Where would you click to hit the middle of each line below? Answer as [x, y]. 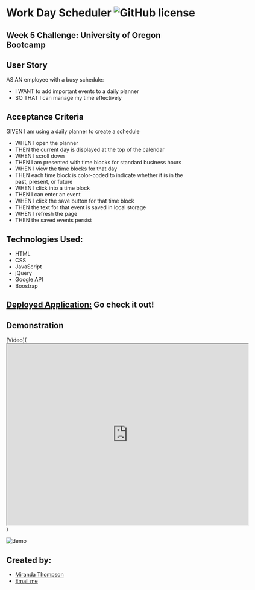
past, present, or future [44, 182]
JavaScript [28, 267]
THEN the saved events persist [53, 220]
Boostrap [26, 286]
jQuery [23, 273]
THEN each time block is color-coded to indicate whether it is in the [99, 175]
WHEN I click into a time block [52, 188]
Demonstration [35, 326]
